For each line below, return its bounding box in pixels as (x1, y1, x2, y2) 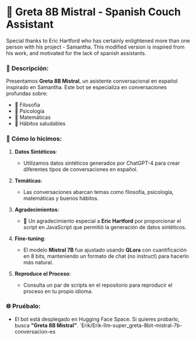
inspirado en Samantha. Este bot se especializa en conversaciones (6, 84, 167, 91)
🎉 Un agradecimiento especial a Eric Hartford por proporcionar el (23, 217, 181, 225)
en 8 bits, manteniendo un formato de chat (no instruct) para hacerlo (23, 252, 189, 260)
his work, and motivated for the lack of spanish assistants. (6, 49, 146, 56)
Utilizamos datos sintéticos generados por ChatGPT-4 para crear (23, 159, 180, 166)
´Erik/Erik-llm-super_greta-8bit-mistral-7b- (80, 322, 183, 329)
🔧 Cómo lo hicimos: (6, 135, 63, 143)
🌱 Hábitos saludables (14, 120, 66, 127)
